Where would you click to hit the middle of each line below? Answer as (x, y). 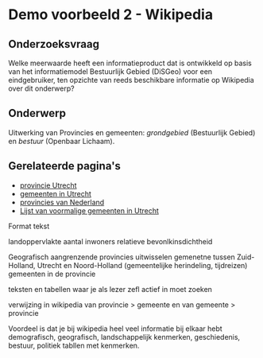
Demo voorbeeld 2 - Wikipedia (110, 15)
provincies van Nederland (62, 202)
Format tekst (29, 226)
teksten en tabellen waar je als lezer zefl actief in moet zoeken (110, 289)
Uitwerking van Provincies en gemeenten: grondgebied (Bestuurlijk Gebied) (132, 132)
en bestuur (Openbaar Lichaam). (62, 141)
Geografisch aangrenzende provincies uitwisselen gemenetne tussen (122, 257)
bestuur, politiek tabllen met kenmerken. (74, 345)
